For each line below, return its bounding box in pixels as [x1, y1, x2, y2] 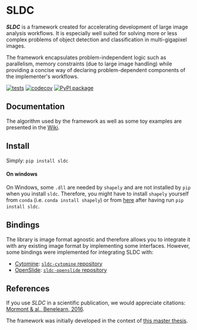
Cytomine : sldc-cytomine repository [14, 260, 103, 267]
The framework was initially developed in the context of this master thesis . [6, 317, 188, 325]
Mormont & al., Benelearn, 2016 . [6, 306, 85, 313]
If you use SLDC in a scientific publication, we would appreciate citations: [6, 299, 186, 307]
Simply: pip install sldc [6, 157, 69, 164]
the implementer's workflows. [6, 73, 79, 80]
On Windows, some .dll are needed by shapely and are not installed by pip [6, 183, 191, 191]
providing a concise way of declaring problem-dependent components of [6, 66, 186, 73]
